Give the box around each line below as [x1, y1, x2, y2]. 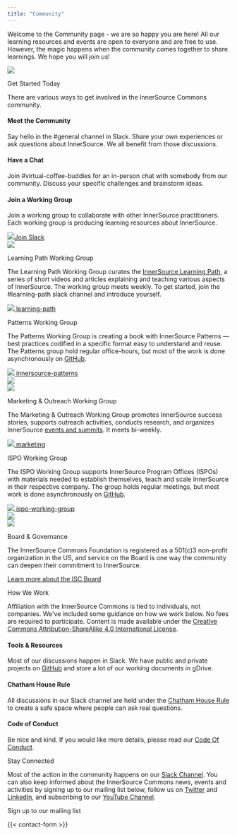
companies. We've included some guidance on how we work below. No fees [7, 610, 229, 618]
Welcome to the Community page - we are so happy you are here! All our [7, 30, 220, 38]
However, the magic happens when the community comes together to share [7, 45, 228, 53]
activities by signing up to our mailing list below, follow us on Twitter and [7, 785, 218, 793]
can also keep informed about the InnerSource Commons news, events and [7, 778, 227, 786]
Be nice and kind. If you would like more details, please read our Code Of [7, 735, 220, 744]
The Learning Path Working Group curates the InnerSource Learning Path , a [7, 268, 228, 276]
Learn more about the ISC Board [7, 575, 102, 584]
